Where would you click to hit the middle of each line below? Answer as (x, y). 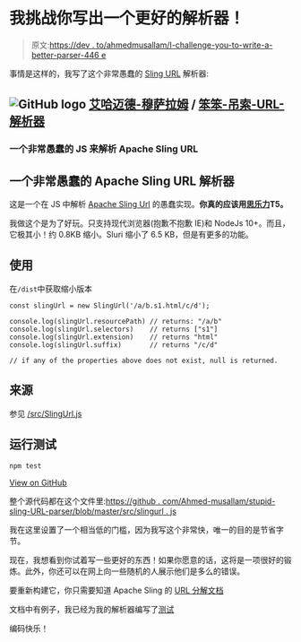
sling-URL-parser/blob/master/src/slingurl (86, 511)
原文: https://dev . (63, 45)
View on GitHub (38, 482)
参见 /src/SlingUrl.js (46, 413)
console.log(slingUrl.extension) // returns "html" (114, 337)
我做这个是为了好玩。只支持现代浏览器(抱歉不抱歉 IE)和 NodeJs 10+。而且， (150, 223)
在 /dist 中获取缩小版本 (51, 289)
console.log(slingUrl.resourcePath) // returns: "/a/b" (116, 321)
